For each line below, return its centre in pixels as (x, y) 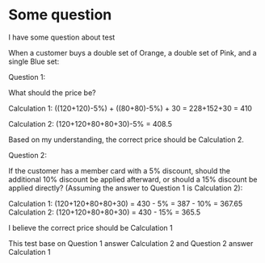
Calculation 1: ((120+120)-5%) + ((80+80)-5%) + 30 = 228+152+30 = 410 (130, 108)
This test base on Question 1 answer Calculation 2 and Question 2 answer (131, 243)
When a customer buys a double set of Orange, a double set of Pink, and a (132, 52)
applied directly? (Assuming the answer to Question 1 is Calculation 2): (126, 188)
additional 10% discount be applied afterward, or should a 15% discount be (133, 179)
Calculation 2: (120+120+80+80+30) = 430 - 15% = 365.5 (105, 212)
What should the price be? (53, 92)
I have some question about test (62, 37)
